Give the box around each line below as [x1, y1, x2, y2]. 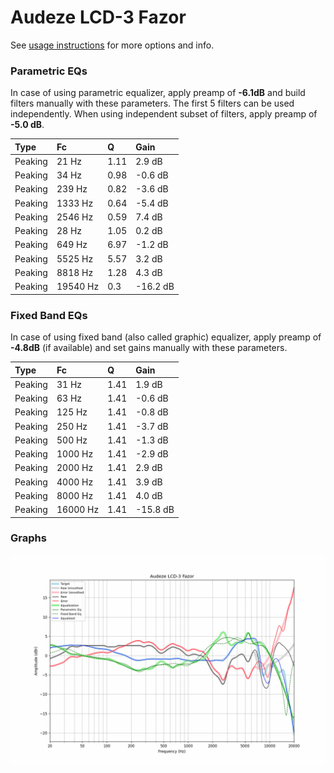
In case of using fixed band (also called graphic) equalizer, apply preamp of [10, 331, 322, 343]
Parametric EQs [10, 64, 88, 78]
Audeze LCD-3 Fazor [10, 6, 187, 29]
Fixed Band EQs [10, 308, 88, 322]
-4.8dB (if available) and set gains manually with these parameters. [10, 342, 288, 354]
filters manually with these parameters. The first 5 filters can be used [10, 97, 295, 110]
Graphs [10, 531, 47, 545]
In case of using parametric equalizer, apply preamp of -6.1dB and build [10, 87, 306, 99]
